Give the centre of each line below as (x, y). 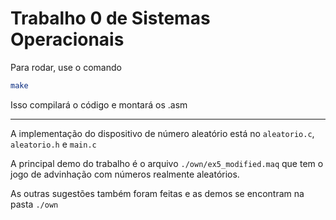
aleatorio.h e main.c (53, 144)
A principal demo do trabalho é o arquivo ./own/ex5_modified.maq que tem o (167, 163)
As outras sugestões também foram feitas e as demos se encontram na (157, 193)
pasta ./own (34, 204)
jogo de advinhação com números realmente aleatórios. (125, 174)
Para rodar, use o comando (66, 67)
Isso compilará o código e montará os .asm (99, 104)
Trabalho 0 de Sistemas (110, 18)
